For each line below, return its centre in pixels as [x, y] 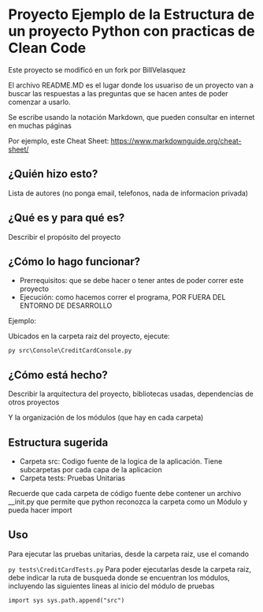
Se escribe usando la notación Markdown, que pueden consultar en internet [131, 117]
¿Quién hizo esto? [53, 174]
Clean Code [47, 48]
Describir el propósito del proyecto [65, 237]
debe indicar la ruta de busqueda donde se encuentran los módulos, [119, 577]
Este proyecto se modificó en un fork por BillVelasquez [97, 69]
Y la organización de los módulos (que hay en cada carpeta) [106, 418]
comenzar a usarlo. [39, 102]
